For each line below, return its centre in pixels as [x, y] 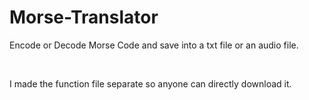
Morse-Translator [84, 17]
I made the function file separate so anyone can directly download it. [150, 83]
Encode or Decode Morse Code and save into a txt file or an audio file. [154, 45]
